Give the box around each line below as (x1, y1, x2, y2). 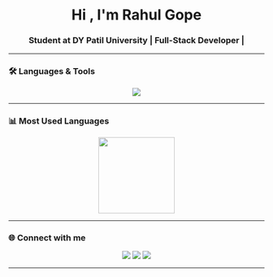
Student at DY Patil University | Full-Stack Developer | (28, 35, 245, 46)
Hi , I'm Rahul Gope (71, 6, 201, 24)
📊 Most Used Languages (8, 115, 110, 127)
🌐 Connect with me (8, 232, 86, 243)
